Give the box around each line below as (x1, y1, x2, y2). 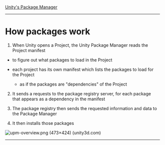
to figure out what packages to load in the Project (12, 57, 112, 63)
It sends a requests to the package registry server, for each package (12, 90, 151, 96)
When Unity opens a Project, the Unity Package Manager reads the (12, 42, 148, 48)
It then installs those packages (12, 120, 75, 126)
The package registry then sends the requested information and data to (12, 105, 157, 111)
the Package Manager (12, 111, 57, 116)
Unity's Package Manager (5, 4, 58, 10)
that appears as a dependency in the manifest (12, 96, 106, 102)
